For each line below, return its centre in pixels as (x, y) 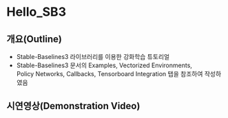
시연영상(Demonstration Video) (73, 106)
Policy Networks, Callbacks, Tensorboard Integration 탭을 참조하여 (110, 74)
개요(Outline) (34, 39)
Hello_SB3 (37, 12)
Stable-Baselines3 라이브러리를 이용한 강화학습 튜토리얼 (93, 57)
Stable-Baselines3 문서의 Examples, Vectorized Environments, (104, 65)
